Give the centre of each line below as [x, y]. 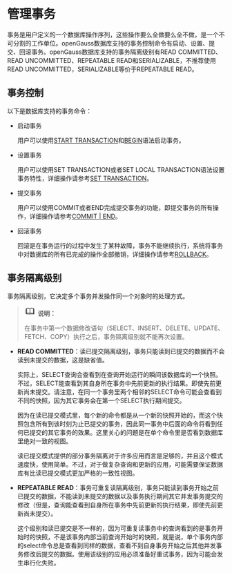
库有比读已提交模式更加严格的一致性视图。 [78, 473]
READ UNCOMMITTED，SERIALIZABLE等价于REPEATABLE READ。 [103, 69]
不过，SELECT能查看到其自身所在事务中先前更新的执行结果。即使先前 [116, 383]
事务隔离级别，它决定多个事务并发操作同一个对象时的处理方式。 [98, 296]
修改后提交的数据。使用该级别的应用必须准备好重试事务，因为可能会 [120, 554]
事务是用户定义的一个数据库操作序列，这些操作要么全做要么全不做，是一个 [113, 35]
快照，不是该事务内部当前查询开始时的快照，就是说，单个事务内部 [129, 536]
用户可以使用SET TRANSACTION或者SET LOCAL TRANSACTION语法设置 [121, 169]
